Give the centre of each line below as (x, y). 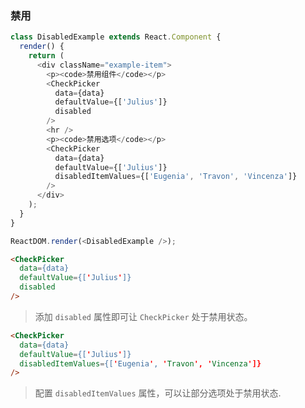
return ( (46, 56)
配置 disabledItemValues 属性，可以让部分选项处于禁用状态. (158, 393)
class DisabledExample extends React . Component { (116, 37)
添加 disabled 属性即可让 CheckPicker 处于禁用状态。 (143, 316)
